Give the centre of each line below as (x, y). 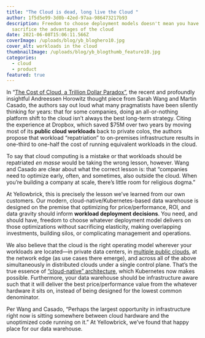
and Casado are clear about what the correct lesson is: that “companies (97, 169)
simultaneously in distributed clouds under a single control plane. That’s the (102, 265)
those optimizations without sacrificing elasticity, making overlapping (94, 227)
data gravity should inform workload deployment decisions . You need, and (102, 214)
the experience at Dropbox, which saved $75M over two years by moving (99, 125)
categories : (21, 58)
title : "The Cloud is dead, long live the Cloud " (72, 12)
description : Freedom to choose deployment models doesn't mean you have (103, 23)
